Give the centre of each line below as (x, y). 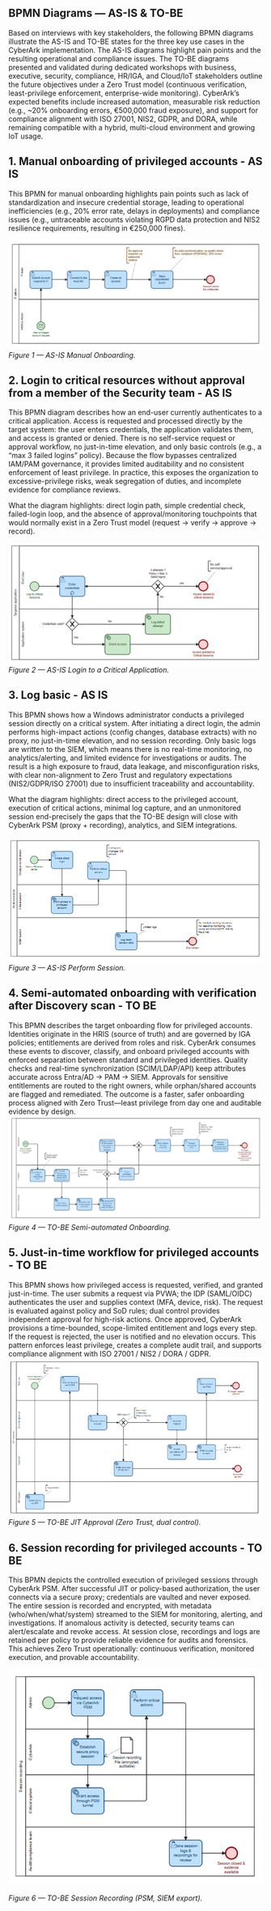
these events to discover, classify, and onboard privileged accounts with (129, 1051)
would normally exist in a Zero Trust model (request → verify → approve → (133, 523)
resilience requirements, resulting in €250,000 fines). (97, 228)
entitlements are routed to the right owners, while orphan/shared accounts (132, 1085)
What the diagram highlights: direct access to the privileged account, (123, 799)
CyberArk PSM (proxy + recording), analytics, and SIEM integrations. (123, 825)
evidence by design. (42, 1111)
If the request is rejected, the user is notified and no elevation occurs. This (132, 1336)
